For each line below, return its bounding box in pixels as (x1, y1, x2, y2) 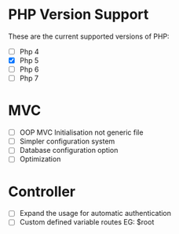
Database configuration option (19, 146, 119, 155)
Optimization (19, 154, 61, 164)
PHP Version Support (8, 6, 149, 24)
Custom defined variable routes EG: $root (19, 217, 155, 227)
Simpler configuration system (19, 136, 115, 147)
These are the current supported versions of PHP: (8, 32, 170, 41)
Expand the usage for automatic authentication (19, 209, 171, 218)
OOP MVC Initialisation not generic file (19, 128, 144, 137)
